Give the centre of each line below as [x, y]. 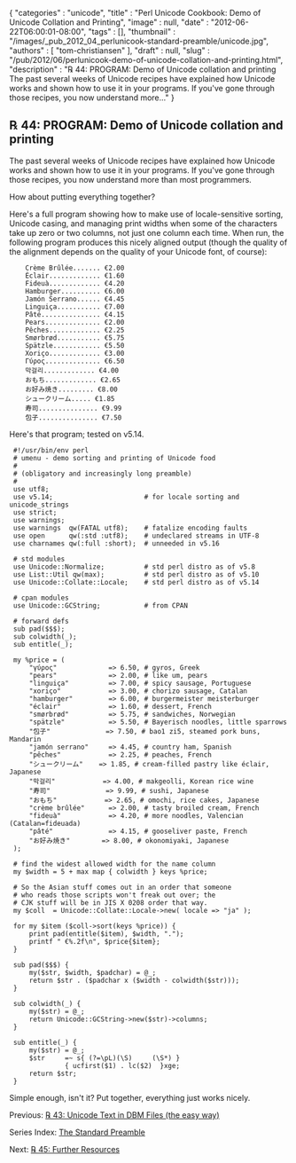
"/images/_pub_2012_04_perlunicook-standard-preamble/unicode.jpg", [139, 41]
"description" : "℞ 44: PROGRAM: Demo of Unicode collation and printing [143, 69]
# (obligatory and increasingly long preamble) [102, 474]
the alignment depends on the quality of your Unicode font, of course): [138, 251]
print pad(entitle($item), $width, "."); [106, 934]
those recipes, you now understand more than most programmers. [131, 179]
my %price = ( [39, 660]
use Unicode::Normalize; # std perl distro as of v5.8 [134, 567]
